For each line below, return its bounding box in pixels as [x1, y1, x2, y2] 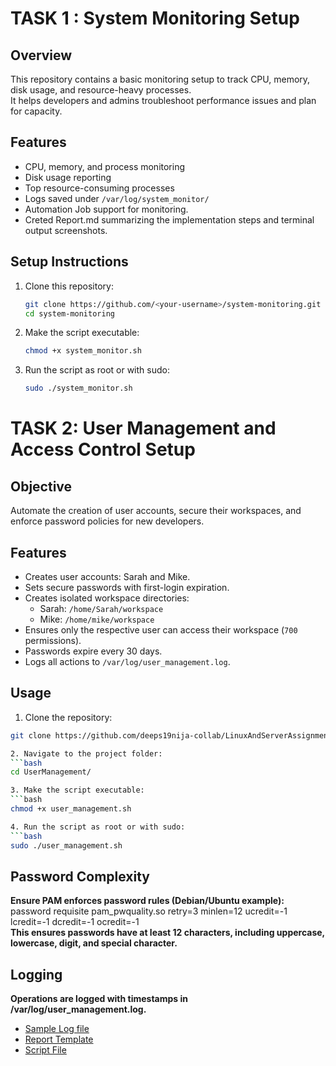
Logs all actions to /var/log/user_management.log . [24, 655, 231, 667]
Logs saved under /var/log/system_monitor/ [24, 192, 210, 204]
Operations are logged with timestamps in [10, 993, 189, 1005]
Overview [10, 47, 73, 64]
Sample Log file [24, 1023, 90, 1035]
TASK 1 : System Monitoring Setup [10, 7, 300, 30]
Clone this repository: [24, 280, 114, 292]
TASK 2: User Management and [10, 417, 277, 440]
